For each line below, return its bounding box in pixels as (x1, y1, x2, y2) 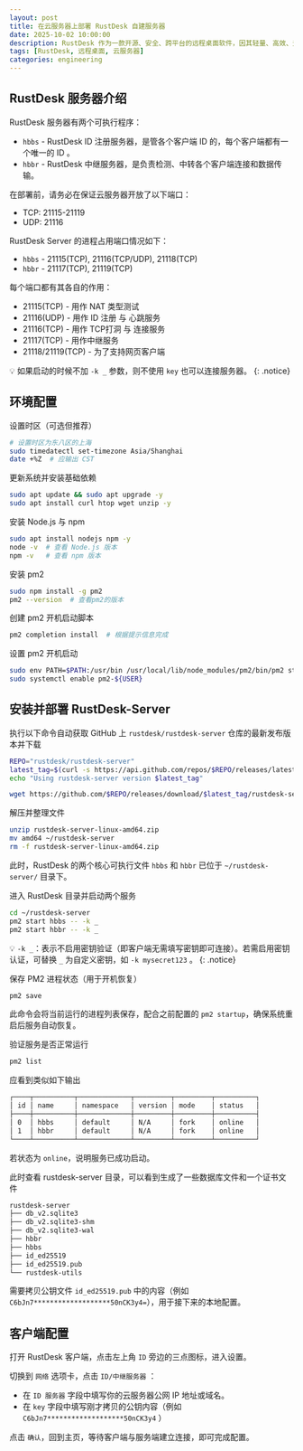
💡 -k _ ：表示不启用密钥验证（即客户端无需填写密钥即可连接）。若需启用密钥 (9, 942, 290, 954)
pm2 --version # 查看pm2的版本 (9, 595, 124, 604)
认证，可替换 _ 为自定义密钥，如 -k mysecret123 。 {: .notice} (9, 954, 236, 965)
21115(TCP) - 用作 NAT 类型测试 (22, 300, 140, 312)
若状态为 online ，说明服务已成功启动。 (9, 1152, 155, 1163)
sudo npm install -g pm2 (9, 587, 103, 596)
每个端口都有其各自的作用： (9, 281, 113, 292)
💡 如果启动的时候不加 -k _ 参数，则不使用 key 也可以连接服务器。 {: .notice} (9, 365, 291, 376)
